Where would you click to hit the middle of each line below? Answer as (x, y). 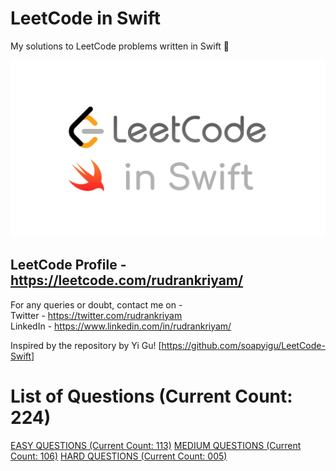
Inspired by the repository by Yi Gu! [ (86, 345)
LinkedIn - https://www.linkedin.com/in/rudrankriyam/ (121, 326)
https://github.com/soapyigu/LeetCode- (243, 345)
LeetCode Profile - (68, 265)
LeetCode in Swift (85, 18)
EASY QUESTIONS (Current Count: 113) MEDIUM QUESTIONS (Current (156, 445)
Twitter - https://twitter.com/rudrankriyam (96, 315)
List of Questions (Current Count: (151, 396)
